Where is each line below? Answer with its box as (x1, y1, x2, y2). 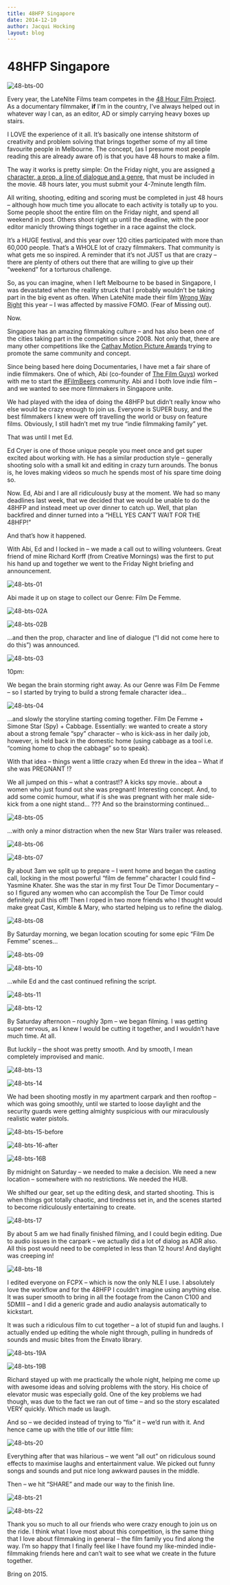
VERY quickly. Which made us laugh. (7, 1405, 111, 1413)
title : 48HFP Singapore (7, 10, 76, 17)
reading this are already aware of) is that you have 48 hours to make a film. (7, 152, 220, 160)
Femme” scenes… (7, 937, 58, 946)
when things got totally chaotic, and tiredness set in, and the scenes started (7, 1195, 222, 1204)
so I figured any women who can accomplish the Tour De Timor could (7, 889, 205, 897)
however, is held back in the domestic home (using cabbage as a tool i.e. (7, 737, 214, 745)
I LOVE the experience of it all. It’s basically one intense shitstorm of (7, 130, 199, 138)
